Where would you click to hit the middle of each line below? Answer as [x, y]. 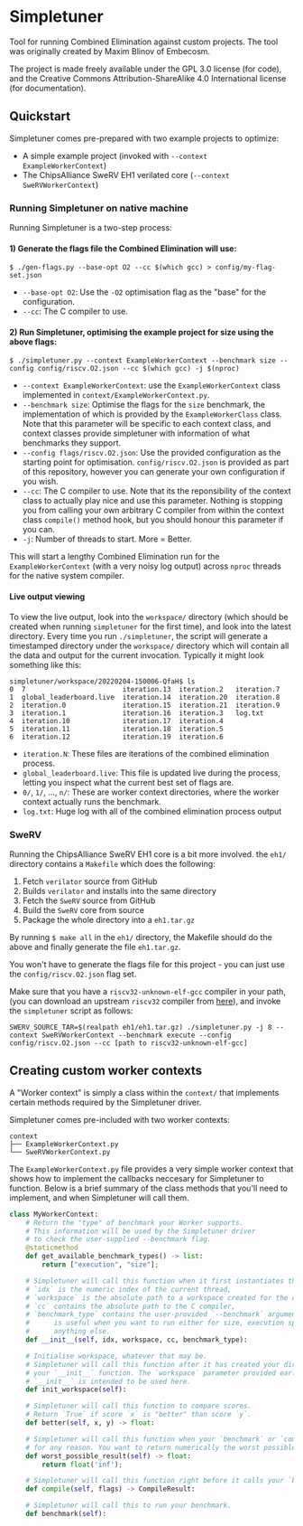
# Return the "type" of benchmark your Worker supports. [135, 1222]
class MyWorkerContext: [54, 1214]
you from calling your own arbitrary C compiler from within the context [153, 510]
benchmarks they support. [72, 443]
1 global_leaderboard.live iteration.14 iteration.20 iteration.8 [145, 697]
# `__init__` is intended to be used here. [109, 1381]
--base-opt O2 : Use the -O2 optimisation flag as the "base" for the [144, 292]
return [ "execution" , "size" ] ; [101, 1265]
